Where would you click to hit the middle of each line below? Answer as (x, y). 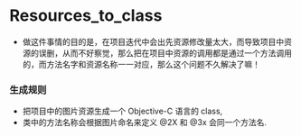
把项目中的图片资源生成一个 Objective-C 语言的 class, (122, 111)
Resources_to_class (86, 16)
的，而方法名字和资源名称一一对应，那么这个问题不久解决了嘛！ (141, 64)
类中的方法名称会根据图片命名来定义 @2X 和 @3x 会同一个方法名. (144, 122)
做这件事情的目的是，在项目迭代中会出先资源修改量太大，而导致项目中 (153, 41)
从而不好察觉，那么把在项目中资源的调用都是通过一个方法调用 (177, 53)
